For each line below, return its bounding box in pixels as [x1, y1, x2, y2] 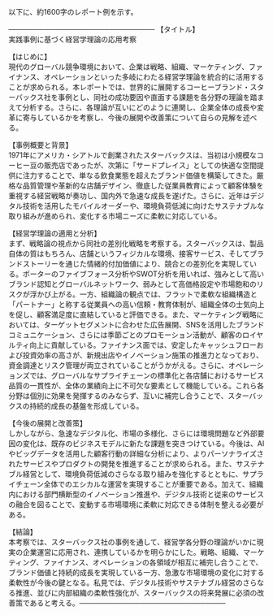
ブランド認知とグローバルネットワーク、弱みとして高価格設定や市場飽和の [8, 279, 258, 288]
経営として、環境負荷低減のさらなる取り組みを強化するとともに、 [22, 470, 243, 479]
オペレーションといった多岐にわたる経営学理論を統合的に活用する [43, 72, 265, 81]
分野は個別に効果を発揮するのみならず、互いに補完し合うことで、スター [8, 391, 249, 401]
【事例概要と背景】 [8, 141, 73, 149]
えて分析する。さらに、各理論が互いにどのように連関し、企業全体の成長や [8, 102, 258, 112]
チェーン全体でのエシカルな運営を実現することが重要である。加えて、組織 [15, 479, 264, 489]
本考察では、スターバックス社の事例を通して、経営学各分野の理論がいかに [8, 537, 258, 547]
